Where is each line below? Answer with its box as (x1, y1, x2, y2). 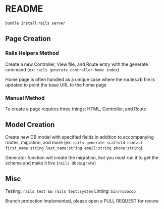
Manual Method (5, 94, 45, 101)
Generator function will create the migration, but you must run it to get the (5, 154, 159, 160)
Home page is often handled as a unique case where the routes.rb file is (5, 76, 155, 82)
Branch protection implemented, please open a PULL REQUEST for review (5, 198, 159, 204)
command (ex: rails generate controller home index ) (5, 66, 120, 72)
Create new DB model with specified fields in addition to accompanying (5, 134, 154, 140)
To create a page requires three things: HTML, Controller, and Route (5, 106, 146, 112)
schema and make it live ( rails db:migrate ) (5, 160, 96, 166)
